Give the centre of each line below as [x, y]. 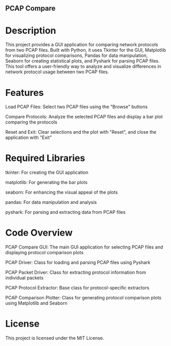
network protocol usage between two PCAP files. [57, 72]
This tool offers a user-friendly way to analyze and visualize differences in [83, 67]
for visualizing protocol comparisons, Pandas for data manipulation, [77, 55]
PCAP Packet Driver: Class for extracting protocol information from [76, 272]
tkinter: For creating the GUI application [47, 172]
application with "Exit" [29, 137]
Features [25, 93]
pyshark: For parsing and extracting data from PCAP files [66, 212]
